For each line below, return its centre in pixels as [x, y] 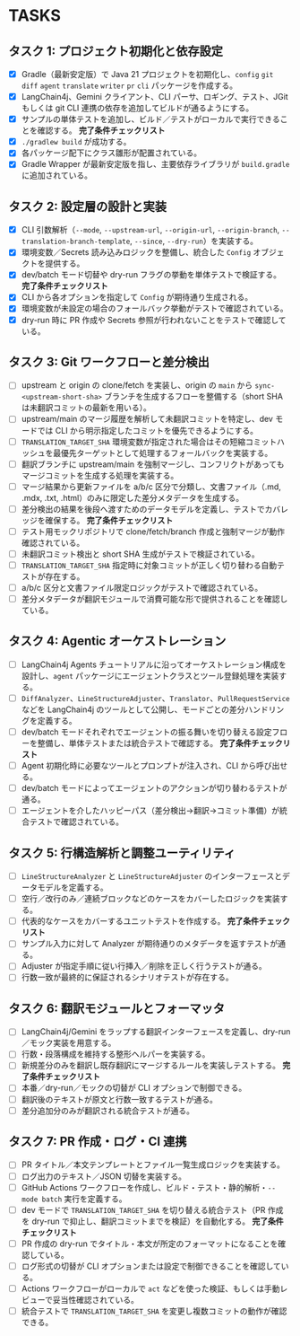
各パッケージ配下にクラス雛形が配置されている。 [111, 153]
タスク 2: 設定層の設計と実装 [88, 206]
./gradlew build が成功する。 [76, 142]
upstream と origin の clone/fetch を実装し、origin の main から [137, 385]
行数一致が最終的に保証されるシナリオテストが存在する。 [127, 977]
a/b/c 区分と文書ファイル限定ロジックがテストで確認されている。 [142, 587]
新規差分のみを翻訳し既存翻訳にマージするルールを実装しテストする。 [151, 1066]
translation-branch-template [76, 242]
